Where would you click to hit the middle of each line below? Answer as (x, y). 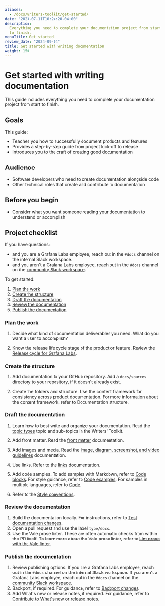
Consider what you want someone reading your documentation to (79, 212)
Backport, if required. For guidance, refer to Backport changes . (76, 588)
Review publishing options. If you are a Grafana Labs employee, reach (83, 568)
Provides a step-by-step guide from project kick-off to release (75, 147)
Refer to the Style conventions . (43, 494)
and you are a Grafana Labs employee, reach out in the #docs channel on (86, 254)
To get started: (20, 279)
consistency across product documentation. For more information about (85, 397)
